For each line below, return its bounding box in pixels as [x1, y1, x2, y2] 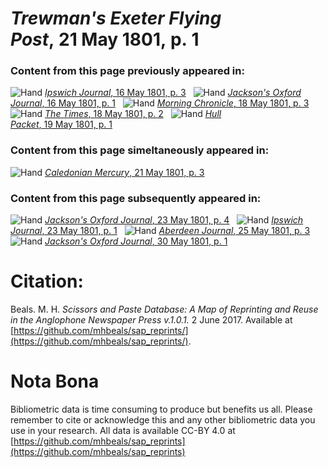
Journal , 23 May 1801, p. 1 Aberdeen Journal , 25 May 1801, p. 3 [10, 225, 311, 237]
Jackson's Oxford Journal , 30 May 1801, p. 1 [44, 235, 228, 247]
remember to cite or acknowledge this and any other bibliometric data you [10, 413, 316, 426]
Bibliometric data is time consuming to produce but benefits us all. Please [10, 403, 313, 415]
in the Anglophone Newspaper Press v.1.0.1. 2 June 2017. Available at [10, 314, 293, 326]
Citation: [10, 270, 84, 293]
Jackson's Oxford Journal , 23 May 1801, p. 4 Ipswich [44, 214, 304, 226]
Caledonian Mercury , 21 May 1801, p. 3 [44, 166, 205, 178]
